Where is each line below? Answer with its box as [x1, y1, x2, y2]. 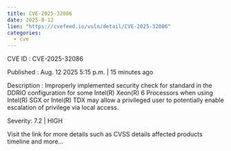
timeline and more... [7, 137, 64, 145]
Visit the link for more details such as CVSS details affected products [7, 130, 203, 139]
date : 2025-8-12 [7, 17, 54, 23]
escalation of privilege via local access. [7, 103, 119, 112]
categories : [7, 29, 41, 37]
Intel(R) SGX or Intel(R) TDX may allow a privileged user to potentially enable [7, 96, 224, 104]
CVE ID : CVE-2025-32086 [7, 54, 84, 63]
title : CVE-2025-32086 [7, 10, 72, 17]
